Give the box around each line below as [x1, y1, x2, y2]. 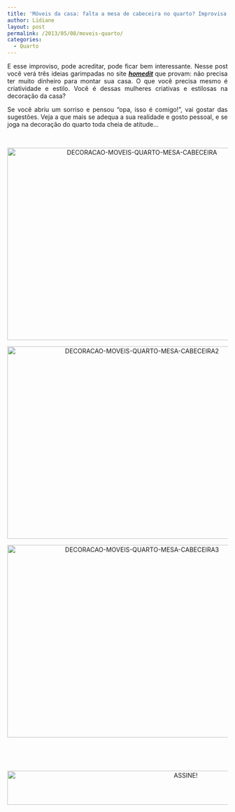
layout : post [7, 23, 45, 30]
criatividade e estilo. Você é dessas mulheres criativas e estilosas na [7, 85, 228, 92]
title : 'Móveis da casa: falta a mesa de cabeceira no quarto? [7, 10, 196, 17]
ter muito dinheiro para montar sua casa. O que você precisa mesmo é [7, 77, 228, 85]
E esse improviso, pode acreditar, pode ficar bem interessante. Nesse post [7, 62, 228, 70]
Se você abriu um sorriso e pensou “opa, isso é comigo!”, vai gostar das [7, 106, 228, 113]
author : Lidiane [7, 17, 55, 24]
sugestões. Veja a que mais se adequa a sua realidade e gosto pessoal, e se [7, 113, 228, 121]
